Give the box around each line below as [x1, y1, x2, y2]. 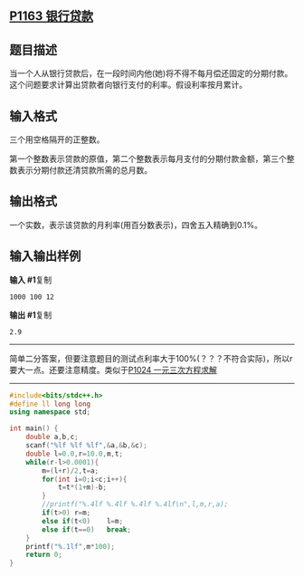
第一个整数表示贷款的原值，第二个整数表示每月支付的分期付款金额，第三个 [9, 153, 287, 165]
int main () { [9, 424, 59, 433]
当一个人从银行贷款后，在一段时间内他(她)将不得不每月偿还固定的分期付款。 [9, 68, 293, 79]
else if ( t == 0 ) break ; [42, 524, 131, 534]
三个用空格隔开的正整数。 [9, 134, 105, 145]
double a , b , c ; [25, 433, 79, 442]
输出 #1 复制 [9, 309, 52, 320]
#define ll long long [9, 399, 91, 408]
